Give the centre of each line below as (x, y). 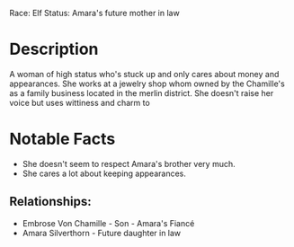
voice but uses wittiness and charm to (80, 102)
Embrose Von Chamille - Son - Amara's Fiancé (108, 223)
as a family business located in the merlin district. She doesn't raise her (142, 93)
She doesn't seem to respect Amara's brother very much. (129, 163)
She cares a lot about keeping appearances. (104, 173)
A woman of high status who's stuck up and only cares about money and (144, 74)
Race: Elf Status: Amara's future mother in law (94, 13)
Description (54, 49)
